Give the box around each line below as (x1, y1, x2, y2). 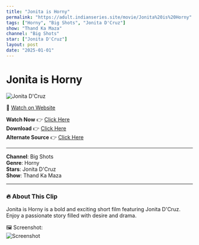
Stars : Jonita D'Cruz (6, 166, 56, 173)
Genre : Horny (6, 159, 40, 166)
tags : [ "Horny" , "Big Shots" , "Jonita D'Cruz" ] (6, 20, 126, 26)
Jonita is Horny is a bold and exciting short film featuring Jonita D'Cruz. (6, 205, 181, 212)
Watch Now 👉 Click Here (6, 116, 70, 123)
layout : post (6, 42, 38, 48)
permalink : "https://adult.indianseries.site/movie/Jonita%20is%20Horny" (6, 14, 192, 20)
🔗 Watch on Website (6, 104, 56, 111)
